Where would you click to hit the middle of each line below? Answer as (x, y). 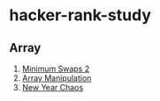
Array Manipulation (57, 78)
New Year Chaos (53, 87)
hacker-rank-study (80, 15)
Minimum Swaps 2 (56, 69)
